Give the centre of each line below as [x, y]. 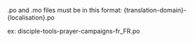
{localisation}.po [31, 17]
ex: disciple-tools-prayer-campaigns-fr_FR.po [74, 31]
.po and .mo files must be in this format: [65, 10]
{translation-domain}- [155, 10]
